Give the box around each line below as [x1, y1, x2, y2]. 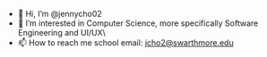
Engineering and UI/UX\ [17, 28, 106, 37]
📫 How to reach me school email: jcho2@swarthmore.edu [17, 37, 235, 48]
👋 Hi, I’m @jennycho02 [17, 9, 103, 19]
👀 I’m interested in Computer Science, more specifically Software [17, 18, 259, 28]
